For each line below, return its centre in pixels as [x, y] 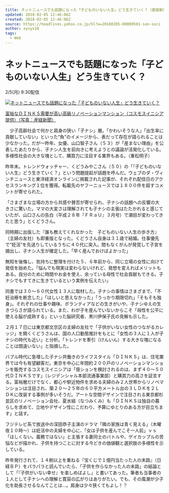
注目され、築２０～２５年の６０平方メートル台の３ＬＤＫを [89, 388]
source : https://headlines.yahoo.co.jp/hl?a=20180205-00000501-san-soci [83, 24]
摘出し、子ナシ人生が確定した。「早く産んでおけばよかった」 [68, 251]
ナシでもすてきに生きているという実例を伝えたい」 [58, 280]
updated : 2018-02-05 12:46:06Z [38, 15]
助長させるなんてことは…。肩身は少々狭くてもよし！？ [71, 485]
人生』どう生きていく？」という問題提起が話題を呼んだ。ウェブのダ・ [82, 172]
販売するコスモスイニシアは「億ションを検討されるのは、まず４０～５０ [89, 369]
